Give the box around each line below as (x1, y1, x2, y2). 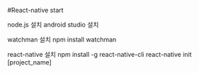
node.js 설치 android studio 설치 (7, 20, 99, 29)
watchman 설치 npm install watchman (7, 35, 117, 44)
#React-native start (7, 6, 64, 14)
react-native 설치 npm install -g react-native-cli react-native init (7, 51, 193, 58)
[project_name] (7, 58, 52, 66)
